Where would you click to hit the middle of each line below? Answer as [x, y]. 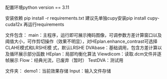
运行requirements [46, 24]
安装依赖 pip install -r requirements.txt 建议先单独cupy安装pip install [76, 18]
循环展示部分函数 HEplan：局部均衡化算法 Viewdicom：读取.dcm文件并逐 [86, 54]
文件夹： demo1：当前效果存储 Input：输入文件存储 [58, 71]
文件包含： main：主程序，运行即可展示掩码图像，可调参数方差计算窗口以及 [83, 35]
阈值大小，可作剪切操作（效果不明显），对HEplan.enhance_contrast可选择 [81, 41]
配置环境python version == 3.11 [37, 7]
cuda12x [14, 24]
